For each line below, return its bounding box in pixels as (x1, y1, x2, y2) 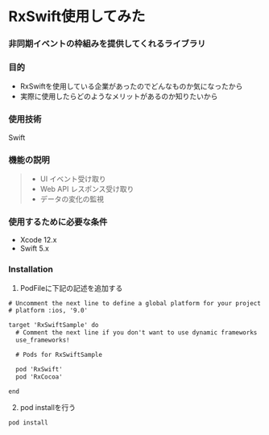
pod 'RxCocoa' (15, 372, 63, 381)
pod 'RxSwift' (15, 365, 63, 373)
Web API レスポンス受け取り (39, 184, 134, 193)
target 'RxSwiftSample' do (8, 321, 99, 329)
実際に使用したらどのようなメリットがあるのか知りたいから (19, 92, 218, 101)
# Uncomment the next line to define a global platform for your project (8, 299, 262, 307)
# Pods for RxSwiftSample (15, 350, 103, 358)
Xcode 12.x (19, 235, 57, 245)
